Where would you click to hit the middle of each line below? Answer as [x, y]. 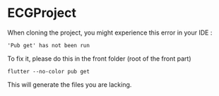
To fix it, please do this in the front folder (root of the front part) [99, 59]
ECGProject [42, 13]
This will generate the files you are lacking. [70, 84]
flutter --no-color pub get [49, 71]
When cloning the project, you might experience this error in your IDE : [110, 32]
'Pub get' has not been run [49, 45]
